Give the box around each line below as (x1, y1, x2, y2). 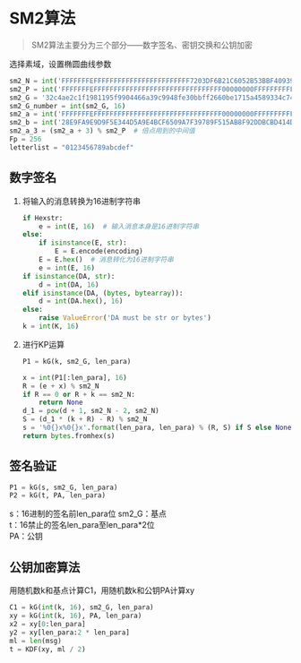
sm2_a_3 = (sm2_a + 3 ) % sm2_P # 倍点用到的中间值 (9, 126, 195, 135)
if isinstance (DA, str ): (21, 271, 116, 280)
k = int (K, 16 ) (21, 322, 80, 331)
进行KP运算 (21, 339, 65, 349)
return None (39, 398, 83, 408)
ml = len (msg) (9, 636, 63, 645)
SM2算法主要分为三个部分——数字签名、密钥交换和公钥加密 (30, 39, 253, 50)
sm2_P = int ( (9, 84, 58, 94)
